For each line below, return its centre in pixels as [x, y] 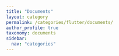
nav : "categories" [34, 44]
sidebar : [17, 38]
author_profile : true [32, 28]
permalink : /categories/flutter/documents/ [60, 22]
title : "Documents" [30, 11]
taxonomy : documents [31, 33]
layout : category [27, 17]
